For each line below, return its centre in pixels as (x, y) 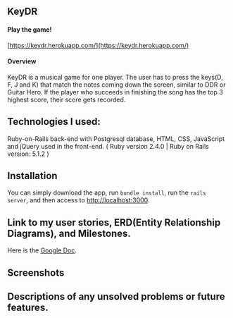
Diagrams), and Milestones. (69, 233)
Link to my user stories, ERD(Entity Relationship (114, 222)
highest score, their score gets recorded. (67, 99)
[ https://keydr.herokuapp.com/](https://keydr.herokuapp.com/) (98, 45)
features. (28, 308)
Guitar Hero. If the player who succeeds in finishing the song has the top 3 (115, 92)
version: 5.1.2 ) (28, 154)
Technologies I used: (54, 122)
